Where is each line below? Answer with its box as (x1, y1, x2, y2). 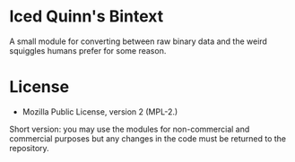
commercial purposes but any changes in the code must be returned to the (9, 132, 287, 144)
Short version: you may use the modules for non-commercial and (9, 124, 250, 134)
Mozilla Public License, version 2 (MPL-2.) (22, 106, 178, 117)
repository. (9, 142, 49, 153)
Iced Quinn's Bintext (9, 6, 164, 27)
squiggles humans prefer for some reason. (9, 45, 167, 55)
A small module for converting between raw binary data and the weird (9, 36, 267, 47)
